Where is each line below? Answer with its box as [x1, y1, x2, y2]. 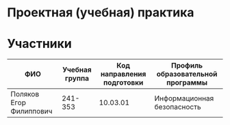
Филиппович [10, 107, 53, 116]
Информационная [154, 94, 214, 103]
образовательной [156, 70, 218, 79]
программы [166, 78, 207, 87]
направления [100, 70, 146, 79]
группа [64, 74, 90, 83]
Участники [7, 36, 72, 52]
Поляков [10, 89, 40, 99]
